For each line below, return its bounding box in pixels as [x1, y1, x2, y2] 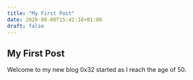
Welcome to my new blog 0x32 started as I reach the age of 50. [7, 66, 187, 74]
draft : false [7, 22, 44, 29]
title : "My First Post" [7, 9, 75, 17]
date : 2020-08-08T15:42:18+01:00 [7, 16, 103, 23]
